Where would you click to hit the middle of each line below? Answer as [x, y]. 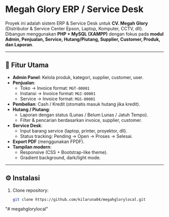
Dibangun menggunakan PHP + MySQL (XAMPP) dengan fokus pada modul [84, 34]
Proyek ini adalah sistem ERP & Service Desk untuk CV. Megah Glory [77, 23]
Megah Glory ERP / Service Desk [74, 9]
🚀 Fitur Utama [27, 65]
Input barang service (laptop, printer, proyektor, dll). [73, 131]
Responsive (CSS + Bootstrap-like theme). [64, 152]
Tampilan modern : [32, 147]
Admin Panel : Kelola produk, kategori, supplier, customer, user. [78, 77]
